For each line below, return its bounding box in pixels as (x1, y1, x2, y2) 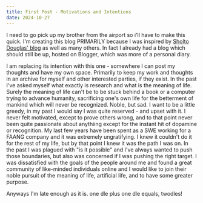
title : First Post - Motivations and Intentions (6, 8, 131, 15)
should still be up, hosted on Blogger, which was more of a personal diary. (6, 50, 191, 58)
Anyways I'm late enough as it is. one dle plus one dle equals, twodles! (6, 190, 183, 197)
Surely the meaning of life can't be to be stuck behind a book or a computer (6, 88, 196, 95)
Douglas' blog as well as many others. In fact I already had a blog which (6, 44, 186, 52)
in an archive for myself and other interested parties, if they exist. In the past (6, 75, 197, 82)
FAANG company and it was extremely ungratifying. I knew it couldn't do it (6, 133, 192, 140)
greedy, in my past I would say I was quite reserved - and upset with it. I (6, 107, 186, 115)
